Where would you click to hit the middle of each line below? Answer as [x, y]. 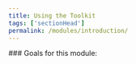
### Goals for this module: [53, 54]
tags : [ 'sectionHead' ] [47, 23]
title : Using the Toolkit [52, 16]
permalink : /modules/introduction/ [68, 30]
